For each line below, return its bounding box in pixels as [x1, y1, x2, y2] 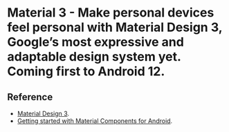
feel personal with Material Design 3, [7, 19, 223, 35]
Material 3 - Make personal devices [7, 5, 214, 21]
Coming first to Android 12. [7, 64, 165, 79]
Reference [7, 91, 53, 103]
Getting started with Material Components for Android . [17, 117, 173, 125]
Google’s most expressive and [7, 35, 185, 50]
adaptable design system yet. [7, 49, 181, 65]
